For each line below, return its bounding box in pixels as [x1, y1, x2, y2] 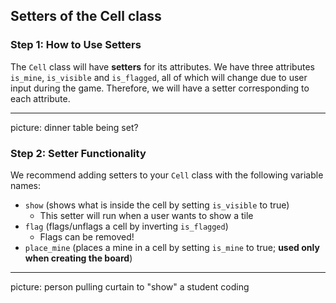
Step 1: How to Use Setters [10, 38, 142, 52]
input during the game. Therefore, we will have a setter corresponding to [10, 82, 310, 94]
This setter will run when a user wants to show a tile [39, 209, 254, 221]
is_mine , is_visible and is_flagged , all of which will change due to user [10, 71, 308, 83]
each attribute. [10, 92, 71, 104]
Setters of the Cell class [10, 8, 162, 25]
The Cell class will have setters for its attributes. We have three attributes [10, 60, 315, 73]
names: [10, 179, 41, 191]
